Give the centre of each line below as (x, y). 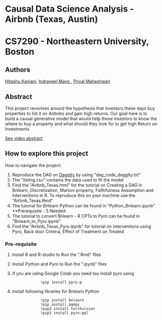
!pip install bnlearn (62, 300)
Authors (18, 70)
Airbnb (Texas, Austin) (52, 19)
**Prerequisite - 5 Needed (39, 211)
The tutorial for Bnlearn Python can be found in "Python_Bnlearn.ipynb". (84, 205)
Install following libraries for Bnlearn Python (56, 291)
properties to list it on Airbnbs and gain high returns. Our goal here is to (76, 113)
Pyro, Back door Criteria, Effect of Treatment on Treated (68, 231)
